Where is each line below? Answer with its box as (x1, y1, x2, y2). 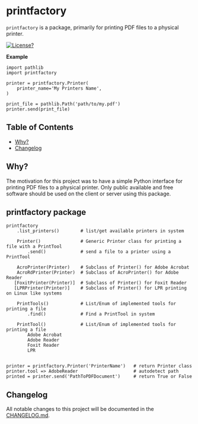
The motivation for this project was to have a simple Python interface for (6, 177, 183, 185)
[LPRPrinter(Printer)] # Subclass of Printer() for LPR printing (14, 285, 187, 292)
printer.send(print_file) (6, 106, 70, 112)
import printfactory (6, 69, 58, 75)
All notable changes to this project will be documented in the (6, 406, 154, 413)
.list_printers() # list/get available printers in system (17, 228, 184, 234)
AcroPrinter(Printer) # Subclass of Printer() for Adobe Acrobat (17, 264, 190, 271)
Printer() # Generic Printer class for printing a (17, 239, 182, 245)
